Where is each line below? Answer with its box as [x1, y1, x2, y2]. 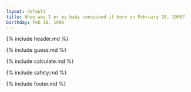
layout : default [6, 8, 46, 15]
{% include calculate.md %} [6, 58, 74, 65]
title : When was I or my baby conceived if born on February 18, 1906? [6, 14, 185, 20]
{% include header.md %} [6, 36, 69, 43]
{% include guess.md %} [6, 47, 66, 54]
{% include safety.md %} [6, 69, 67, 76]
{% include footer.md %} [6, 80, 66, 87]
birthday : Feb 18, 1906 [6, 19, 65, 25]
